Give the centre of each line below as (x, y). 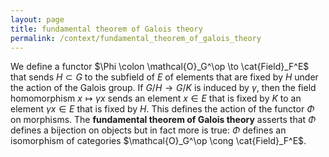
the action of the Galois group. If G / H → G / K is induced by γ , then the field (163, 88)
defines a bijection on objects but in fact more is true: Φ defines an (148, 130)
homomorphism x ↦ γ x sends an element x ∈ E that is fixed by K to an (156, 98)
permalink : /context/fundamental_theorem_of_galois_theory (136, 38)
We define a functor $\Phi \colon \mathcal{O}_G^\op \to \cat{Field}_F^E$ (160, 67)
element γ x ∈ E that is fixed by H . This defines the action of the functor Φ (162, 109)
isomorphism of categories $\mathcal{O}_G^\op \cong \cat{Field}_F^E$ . (158, 141)
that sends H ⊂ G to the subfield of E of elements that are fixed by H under (164, 77)
